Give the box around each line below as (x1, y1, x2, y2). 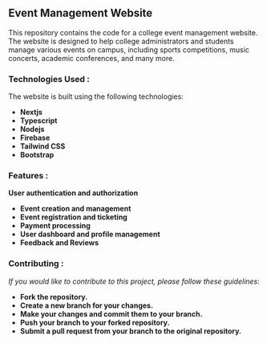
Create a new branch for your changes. (19, 301, 154, 310)
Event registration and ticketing (19, 212, 128, 222)
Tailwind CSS (19, 141, 66, 151)
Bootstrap (19, 150, 55, 160)
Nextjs (19, 108, 42, 117)
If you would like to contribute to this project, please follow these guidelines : (8, 276, 261, 286)
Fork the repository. (19, 292, 88, 301)
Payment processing (19, 221, 91, 231)
